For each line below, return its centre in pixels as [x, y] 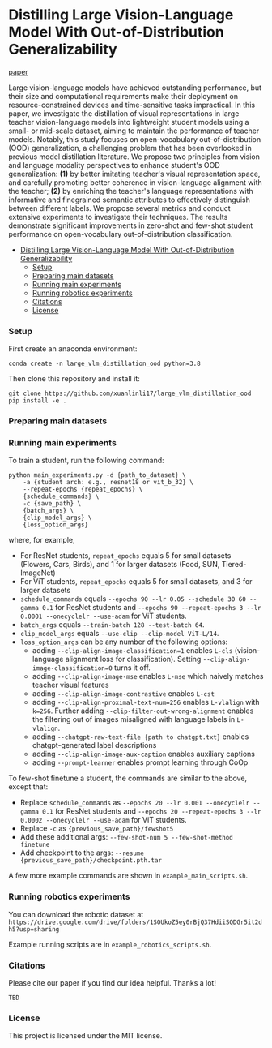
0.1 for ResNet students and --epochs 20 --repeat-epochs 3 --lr [151, 811]
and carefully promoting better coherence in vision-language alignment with [136, 182]
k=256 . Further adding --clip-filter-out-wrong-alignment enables [143, 711]
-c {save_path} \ [52, 504]
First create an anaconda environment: [73, 349]
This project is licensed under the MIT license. [85, 1036]
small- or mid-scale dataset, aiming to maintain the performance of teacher [134, 131]
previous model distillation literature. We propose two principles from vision [134, 157]
